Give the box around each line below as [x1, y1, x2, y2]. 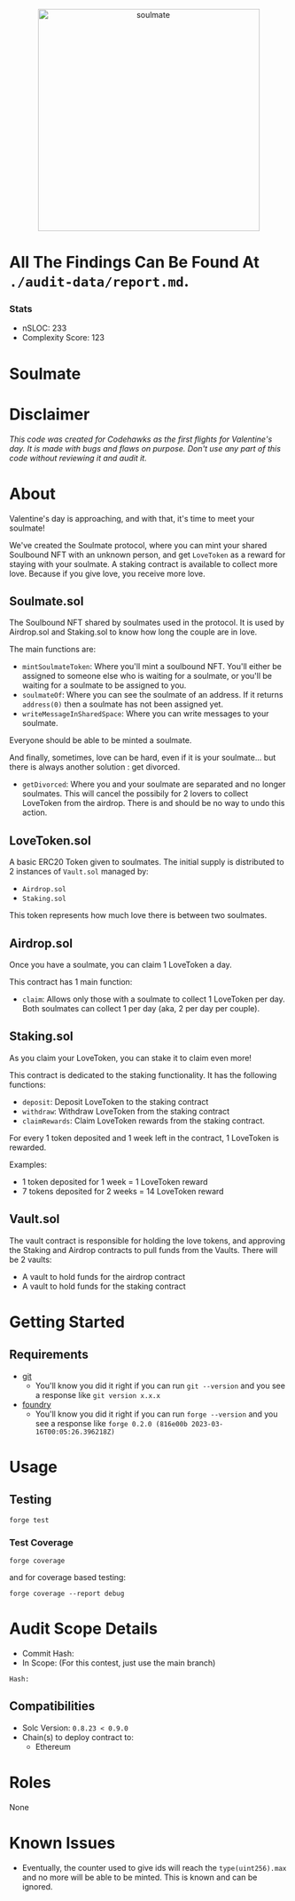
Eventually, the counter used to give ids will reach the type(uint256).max [21, 1862, 287, 1873]
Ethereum [35, 1741, 71, 1752]
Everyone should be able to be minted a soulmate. [9, 735, 192, 746]
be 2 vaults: [9, 1254, 52, 1265]
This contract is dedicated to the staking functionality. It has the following [9, 1069, 277, 1080]
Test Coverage [9, 1536, 74, 1548]
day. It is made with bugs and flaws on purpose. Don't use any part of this [9, 443, 282, 453]
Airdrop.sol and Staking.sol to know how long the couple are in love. [9, 627, 258, 637]
